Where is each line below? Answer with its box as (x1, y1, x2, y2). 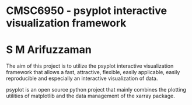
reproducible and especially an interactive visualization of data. (6, 75, 158, 82)
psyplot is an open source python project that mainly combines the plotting (6, 86, 187, 93)
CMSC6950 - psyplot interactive (6, 4, 167, 17)
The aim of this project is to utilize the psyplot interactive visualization (6, 62, 174, 69)
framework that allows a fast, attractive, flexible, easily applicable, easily (6, 69, 180, 76)
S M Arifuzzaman (6, 43, 92, 57)
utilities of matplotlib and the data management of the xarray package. (6, 92, 175, 100)
